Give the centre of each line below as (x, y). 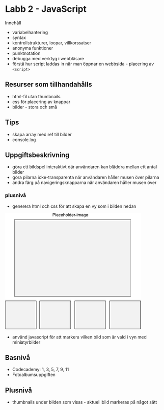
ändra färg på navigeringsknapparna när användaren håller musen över (84, 183)
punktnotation (26, 53)
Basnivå (18, 358)
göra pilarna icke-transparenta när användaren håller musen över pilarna (86, 177)
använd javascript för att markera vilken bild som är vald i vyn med (79, 337)
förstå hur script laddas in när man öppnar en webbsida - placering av (83, 64)
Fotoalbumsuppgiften (34, 375)
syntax (19, 37)
